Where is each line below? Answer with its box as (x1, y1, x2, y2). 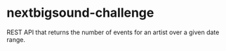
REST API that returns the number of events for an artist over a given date (6, 28, 220, 36)
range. (6, 35, 26, 43)
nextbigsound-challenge (6, 5, 154, 21)
